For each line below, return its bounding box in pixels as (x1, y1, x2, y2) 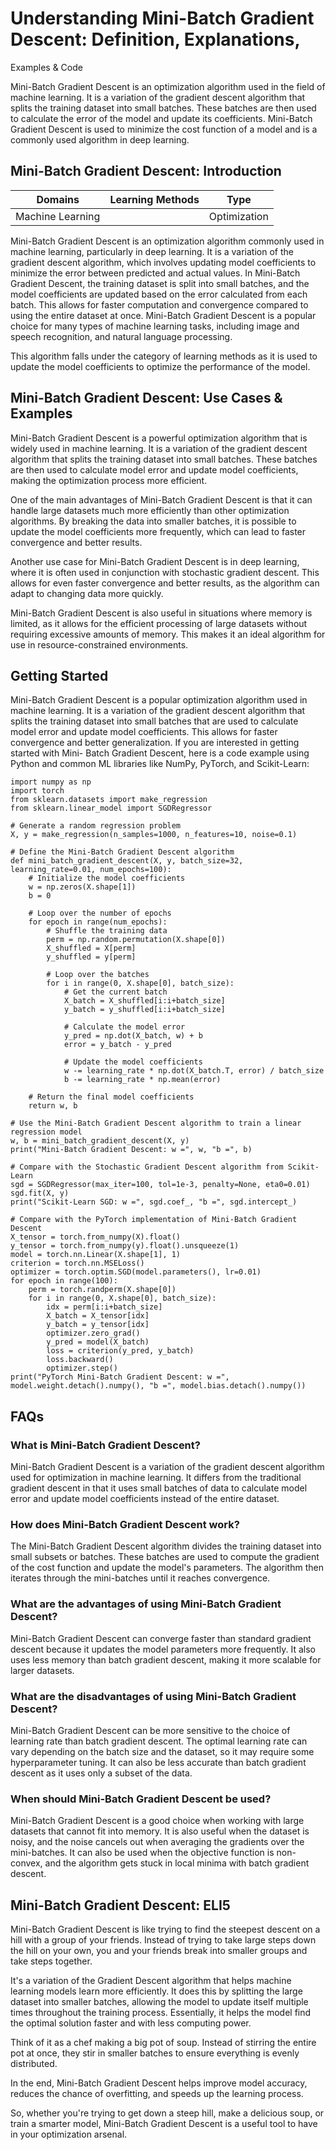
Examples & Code (10, 61, 83, 73)
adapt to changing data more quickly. (10, 587, 164, 599)
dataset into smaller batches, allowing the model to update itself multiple (10, 1996, 309, 2008)
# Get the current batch (63, 987, 168, 997)
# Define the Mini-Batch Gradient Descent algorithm (10, 847, 235, 857)
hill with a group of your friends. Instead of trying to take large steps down (10, 1934, 317, 1946)
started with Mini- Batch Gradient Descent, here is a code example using (10, 747, 310, 759)
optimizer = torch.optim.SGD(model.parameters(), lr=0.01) (10, 1267, 262, 1277)
